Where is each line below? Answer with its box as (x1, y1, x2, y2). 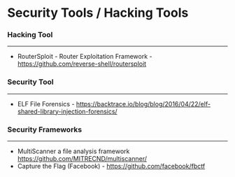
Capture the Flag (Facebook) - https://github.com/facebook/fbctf (17, 162, 206, 171)
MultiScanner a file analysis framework (17, 147, 130, 155)
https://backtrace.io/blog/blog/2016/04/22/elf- (76, 99, 211, 108)
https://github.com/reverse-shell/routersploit (17, 59, 147, 68)
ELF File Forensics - (17, 99, 75, 108)
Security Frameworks (7, 125, 83, 134)
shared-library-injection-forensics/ (17, 107, 117, 115)
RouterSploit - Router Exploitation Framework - (17, 52, 152, 61)
